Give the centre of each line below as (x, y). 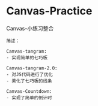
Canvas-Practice (49, 11)
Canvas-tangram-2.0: (32, 68)
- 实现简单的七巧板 (27, 57)
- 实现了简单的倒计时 (29, 98)
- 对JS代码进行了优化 (29, 74)
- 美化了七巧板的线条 (29, 81)
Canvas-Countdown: (29, 91)
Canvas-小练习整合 (30, 28)
